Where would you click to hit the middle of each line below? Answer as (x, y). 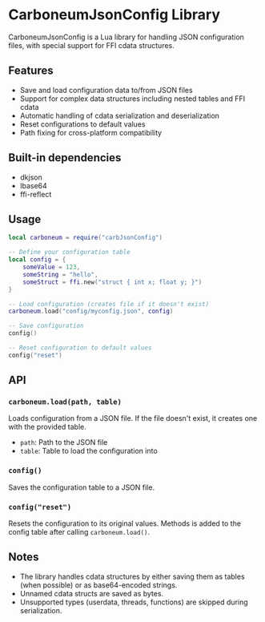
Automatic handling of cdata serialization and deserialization (120, 115)
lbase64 (34, 185)
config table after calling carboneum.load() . (79, 532)
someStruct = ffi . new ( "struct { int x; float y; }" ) (112, 282)
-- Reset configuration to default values (80, 348)
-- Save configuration (46, 326)
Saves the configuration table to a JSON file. (81, 487)
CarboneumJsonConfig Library (114, 15)
